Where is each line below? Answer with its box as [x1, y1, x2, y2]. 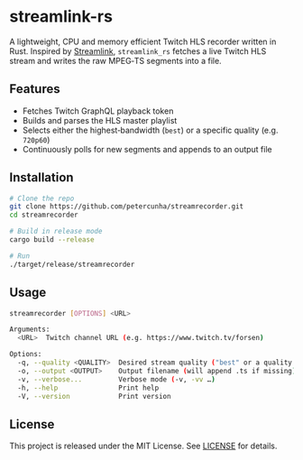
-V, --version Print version [17, 391, 171, 400]
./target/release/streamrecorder [9, 260, 135, 269]
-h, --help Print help [17, 383, 160, 392]
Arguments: [9, 325, 50, 335]
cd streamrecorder [9, 210, 78, 220]
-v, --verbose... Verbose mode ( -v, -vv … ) [17, 374, 216, 384]
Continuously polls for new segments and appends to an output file [22, 143, 272, 154]
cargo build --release [9, 235, 95, 244]
